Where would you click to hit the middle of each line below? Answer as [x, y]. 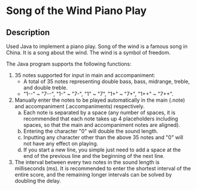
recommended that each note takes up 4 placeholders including [101, 119]
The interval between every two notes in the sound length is [87, 162]
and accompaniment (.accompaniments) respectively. [79, 106]
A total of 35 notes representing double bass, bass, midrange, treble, [106, 81]
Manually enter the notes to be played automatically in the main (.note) [100, 100]
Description [28, 32]
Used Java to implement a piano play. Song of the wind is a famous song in [97, 46]
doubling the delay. [38, 181]
